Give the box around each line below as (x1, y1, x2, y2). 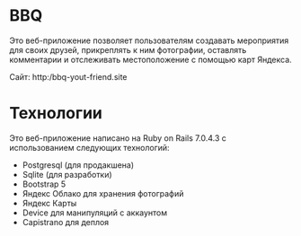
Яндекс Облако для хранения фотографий (22, 188, 184, 198)
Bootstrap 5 (22, 179, 66, 189)
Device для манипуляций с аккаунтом (22, 207, 168, 218)
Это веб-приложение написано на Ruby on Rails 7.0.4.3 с (9, 132, 226, 144)
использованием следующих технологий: (9, 142, 170, 153)
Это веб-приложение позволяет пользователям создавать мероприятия (9, 35, 289, 46)
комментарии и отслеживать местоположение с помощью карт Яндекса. (9, 54, 292, 65)
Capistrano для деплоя (22, 216, 110, 227)
